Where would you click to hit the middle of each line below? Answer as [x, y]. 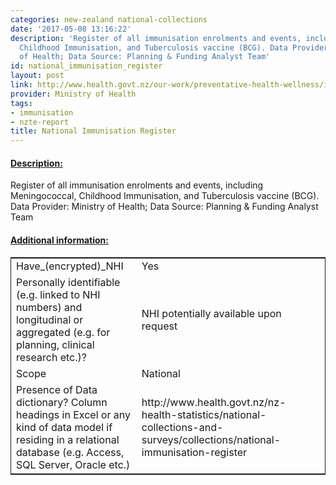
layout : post [37, 76]
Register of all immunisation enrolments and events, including [137, 185]
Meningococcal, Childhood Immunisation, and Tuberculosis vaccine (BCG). [165, 196]
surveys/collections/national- [211, 439]
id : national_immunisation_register [86, 66]
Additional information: [60, 240]
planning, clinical [55, 344]
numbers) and [49, 307]
